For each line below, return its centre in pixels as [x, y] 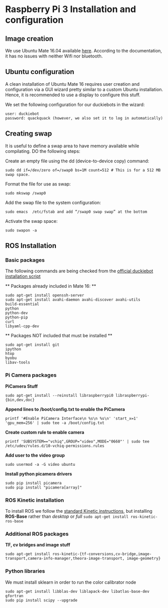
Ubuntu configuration [40, 72]
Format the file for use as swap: [38, 184]
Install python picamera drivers [39, 474]
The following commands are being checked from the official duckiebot [79, 271]
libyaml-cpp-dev [22, 326]
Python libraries [25, 571]
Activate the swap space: [31, 221]
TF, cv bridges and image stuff [38, 545]
